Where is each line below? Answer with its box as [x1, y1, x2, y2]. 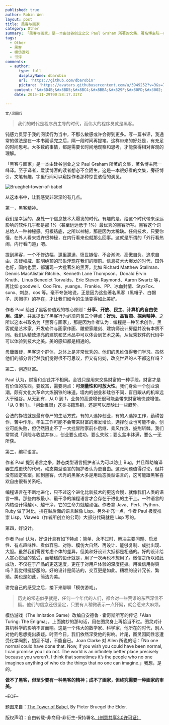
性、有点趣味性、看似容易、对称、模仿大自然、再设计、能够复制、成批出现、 [5, 542, 164, 548]
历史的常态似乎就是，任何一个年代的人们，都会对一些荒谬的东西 [17, 595, 150, 601]
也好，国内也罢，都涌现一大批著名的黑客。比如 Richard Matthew [5, 264, 139, 270]
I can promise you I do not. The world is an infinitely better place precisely [5, 649, 159, 655]
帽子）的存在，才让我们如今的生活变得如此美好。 [18, 296, 120, 302]
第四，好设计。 [5, 525, 36, 531]
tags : [5, 36, 17, 41]
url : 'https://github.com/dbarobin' [18, 78, 96, 83]
